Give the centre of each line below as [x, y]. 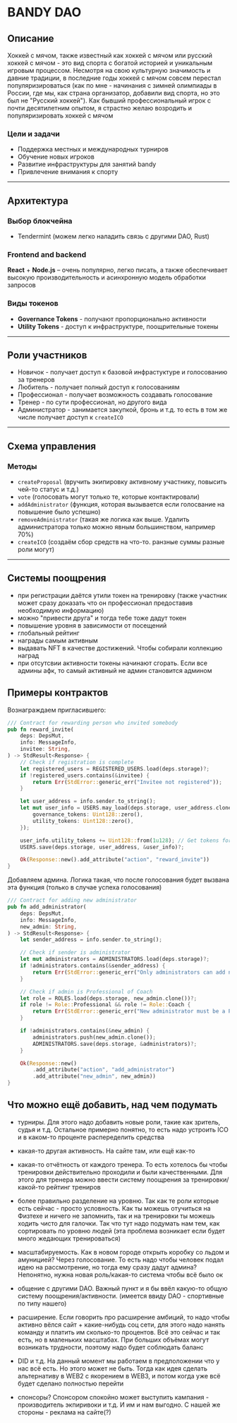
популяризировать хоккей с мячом [60, 115]
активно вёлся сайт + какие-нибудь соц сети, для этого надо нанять [121, 1325]
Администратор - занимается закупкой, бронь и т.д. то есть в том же [122, 410]
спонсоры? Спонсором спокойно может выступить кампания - [113, 1397]
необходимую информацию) [61, 610]
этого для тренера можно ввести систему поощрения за [103, 1180]
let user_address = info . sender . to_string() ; [88, 801]
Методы [22, 466]
